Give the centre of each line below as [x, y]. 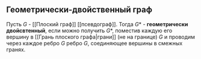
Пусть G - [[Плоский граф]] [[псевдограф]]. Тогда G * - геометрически [97, 24]
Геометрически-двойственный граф [79, 10]
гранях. [16, 49]
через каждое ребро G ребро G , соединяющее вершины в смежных [94, 43]
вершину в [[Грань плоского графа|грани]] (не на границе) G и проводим [101, 37]
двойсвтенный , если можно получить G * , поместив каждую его [89, 30]
